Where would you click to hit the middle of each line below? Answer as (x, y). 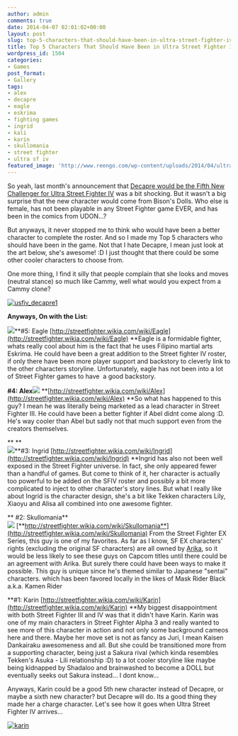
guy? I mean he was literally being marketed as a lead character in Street (113, 406)
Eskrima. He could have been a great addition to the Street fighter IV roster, (117, 353)
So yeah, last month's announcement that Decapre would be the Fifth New (116, 186)
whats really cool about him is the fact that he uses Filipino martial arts (110, 346)
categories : (25, 60)
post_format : (27, 73)
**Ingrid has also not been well (177, 458)
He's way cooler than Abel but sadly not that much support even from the (114, 421)
